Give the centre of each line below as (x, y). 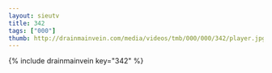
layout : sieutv (34, 16)
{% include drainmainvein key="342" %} (76, 61)
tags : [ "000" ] (32, 30)
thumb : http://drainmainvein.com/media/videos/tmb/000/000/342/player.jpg (137, 38)
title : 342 (27, 23)
